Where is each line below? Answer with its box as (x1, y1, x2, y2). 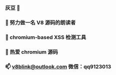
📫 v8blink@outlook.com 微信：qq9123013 (5, 63, 111, 70)
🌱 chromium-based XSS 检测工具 (5, 33, 86, 40)
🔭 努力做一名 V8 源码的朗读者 (5, 19, 76, 26)
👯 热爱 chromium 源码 (5, 48, 58, 55)
